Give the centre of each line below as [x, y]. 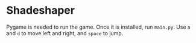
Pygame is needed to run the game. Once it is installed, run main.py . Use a [98, 27]
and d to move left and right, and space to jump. [65, 33]
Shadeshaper [41, 10]
